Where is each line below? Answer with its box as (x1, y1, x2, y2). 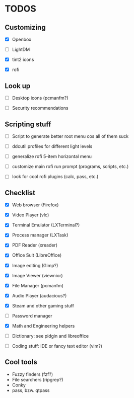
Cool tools (5, 358, 37, 366)
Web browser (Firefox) (12, 202, 59, 208)
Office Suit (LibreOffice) (12, 252, 62, 258)
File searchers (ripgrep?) (12, 376, 63, 382)
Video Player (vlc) (12, 212, 49, 218)
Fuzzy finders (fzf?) (12, 371, 53, 377)
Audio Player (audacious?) (12, 292, 67, 298)
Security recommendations (12, 105, 69, 111)
